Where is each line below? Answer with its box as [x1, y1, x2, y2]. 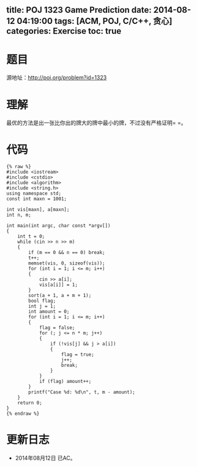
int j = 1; [28, 303, 56, 309]
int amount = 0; [28, 309, 70, 315]
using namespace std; [6, 190, 62, 197]
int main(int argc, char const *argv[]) [6, 223, 111, 229]
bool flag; [28, 298, 56, 304]
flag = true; [61, 352, 95, 358]
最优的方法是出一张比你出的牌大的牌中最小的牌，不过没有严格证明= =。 [6, 119, 187, 126]
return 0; [17, 400, 43, 406]
